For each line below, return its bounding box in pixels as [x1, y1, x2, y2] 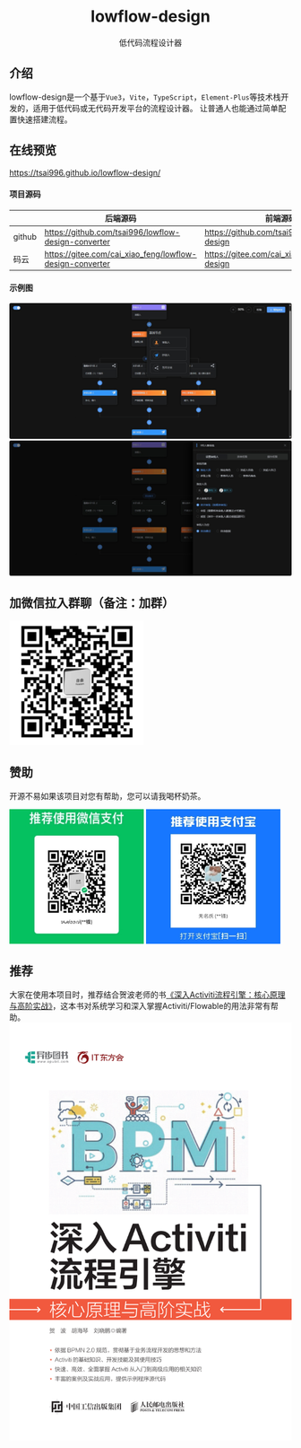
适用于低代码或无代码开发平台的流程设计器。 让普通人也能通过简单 [32, 102, 279, 113]
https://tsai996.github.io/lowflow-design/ [9, 167, 161, 178]
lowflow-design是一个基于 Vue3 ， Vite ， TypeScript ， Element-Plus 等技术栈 [9, 92, 281, 102]
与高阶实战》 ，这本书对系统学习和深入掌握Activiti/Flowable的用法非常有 [9, 1000, 271, 1011]
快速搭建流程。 [16, 114, 73, 125]
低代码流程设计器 [119, 37, 182, 48]
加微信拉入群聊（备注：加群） [9, 595, 175, 611]
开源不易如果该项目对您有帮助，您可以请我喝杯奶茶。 [9, 790, 206, 801]
